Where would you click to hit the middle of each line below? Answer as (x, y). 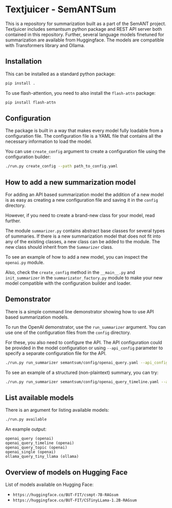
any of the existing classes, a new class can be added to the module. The (83, 241)
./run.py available (26, 419)
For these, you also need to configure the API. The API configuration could (84, 342)
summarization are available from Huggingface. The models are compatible (85, 40)
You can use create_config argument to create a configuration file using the (85, 152)
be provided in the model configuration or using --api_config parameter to (84, 348)
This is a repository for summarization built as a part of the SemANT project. (86, 24)
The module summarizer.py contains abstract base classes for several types (85, 231)
